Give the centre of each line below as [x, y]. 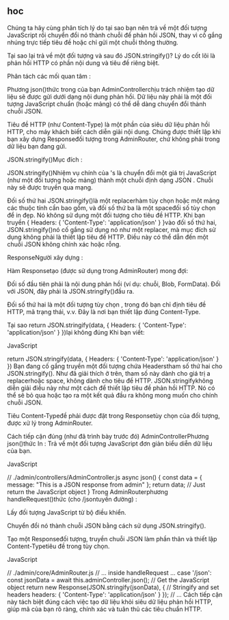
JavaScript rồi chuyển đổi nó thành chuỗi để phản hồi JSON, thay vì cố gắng [114, 35]
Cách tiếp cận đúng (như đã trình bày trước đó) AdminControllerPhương [108, 436]
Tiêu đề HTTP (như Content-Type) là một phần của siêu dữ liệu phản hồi [109, 124]
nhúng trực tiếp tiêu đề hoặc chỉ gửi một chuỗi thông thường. [93, 42]
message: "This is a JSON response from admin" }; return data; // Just [106, 485]
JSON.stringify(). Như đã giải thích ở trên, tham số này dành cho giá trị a [109, 373]
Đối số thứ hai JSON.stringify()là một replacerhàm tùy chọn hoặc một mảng [113, 201]
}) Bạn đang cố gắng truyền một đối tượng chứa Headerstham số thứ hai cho [115, 366]
